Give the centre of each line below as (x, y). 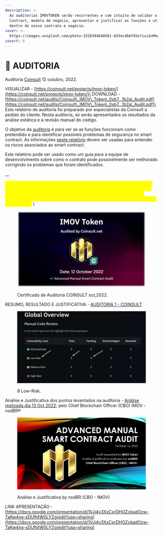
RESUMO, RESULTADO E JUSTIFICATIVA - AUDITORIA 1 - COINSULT (73, 304)
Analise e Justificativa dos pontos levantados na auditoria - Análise (72, 400)
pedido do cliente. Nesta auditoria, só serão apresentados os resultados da (80, 115)
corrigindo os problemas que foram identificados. (55, 164)
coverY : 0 (15, 41)
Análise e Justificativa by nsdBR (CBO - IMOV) (64, 497)
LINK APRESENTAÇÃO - (29, 507)
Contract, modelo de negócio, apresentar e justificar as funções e (80, 20)
